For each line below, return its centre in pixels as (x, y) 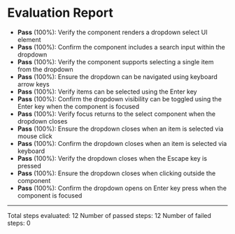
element (29, 39)
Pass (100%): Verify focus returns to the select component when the (116, 114)
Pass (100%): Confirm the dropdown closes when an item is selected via (122, 143)
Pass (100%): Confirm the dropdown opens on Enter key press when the (122, 188)
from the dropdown (45, 69)
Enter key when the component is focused (78, 106)
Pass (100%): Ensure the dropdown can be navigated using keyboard (117, 76)
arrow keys (34, 84)
